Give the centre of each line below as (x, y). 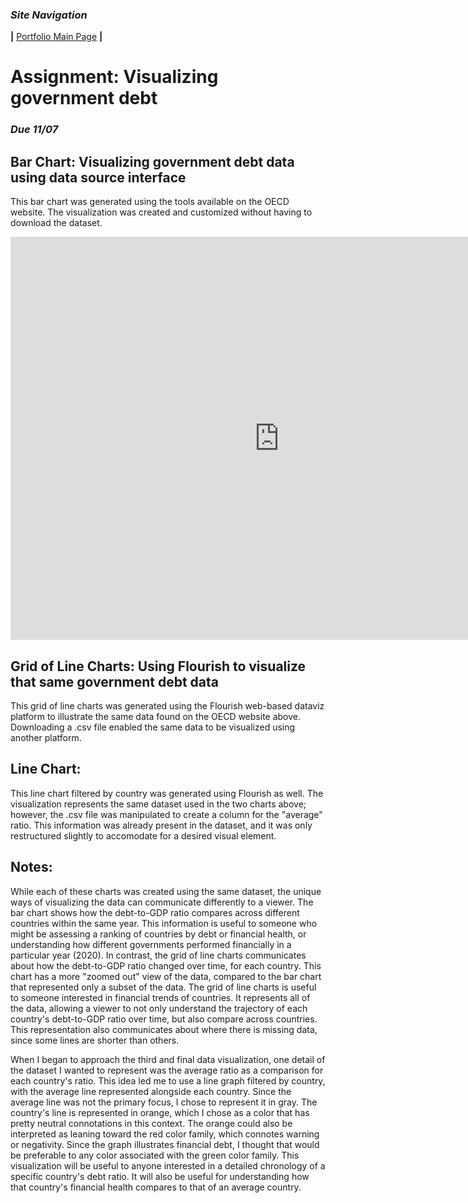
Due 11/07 (34, 130)
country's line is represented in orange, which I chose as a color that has (160, 1112)
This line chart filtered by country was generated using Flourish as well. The (167, 793)
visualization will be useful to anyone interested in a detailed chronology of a (168, 1165)
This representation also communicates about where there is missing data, (164, 1029)
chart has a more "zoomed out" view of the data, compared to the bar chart (166, 976)
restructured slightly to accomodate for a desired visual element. (143, 835)
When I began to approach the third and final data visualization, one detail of (168, 1059)
